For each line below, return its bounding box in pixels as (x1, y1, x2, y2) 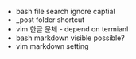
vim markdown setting (15, 42, 89, 50)
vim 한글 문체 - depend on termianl (15, 24, 129, 34)
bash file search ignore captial (15, 7, 115, 16)
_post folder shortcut (15, 15, 85, 24)
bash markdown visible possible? (15, 33, 125, 42)
